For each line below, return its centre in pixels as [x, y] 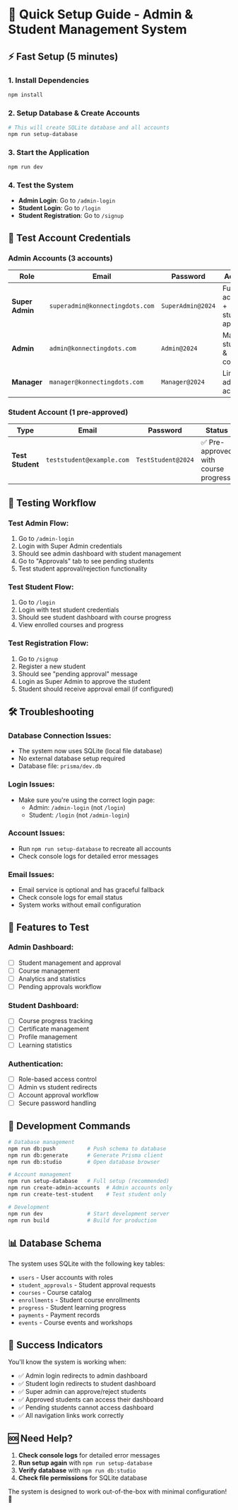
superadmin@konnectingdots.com [102, 306]
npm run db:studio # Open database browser [84, 1162]
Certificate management [54, 1029]
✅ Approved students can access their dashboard [91, 1400]
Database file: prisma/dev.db [60, 766]
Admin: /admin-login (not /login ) [77, 807]
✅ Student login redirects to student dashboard [87, 1384]
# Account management [40, 1174]
